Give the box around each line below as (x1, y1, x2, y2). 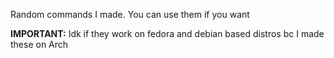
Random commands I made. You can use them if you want (10, 9, 250, 20)
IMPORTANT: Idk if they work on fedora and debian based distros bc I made (10, 28, 325, 39)
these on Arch (10, 39, 69, 50)
